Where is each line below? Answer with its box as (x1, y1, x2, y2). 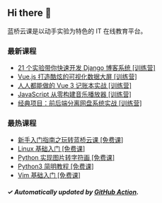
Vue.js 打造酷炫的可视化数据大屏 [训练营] (17, 72, 137, 81)
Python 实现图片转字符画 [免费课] (17, 153, 115, 162)
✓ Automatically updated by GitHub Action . (7, 188, 139, 196)
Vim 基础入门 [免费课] (17, 171, 81, 180)
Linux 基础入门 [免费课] (17, 144, 86, 153)
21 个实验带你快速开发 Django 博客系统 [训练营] (17, 64, 156, 72)
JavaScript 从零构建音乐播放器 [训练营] (17, 90, 132, 99)
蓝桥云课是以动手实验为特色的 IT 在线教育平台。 (7, 26, 147, 35)
